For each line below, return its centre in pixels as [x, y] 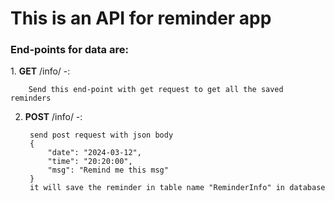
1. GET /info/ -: [40, 71]
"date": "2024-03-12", [94, 153]
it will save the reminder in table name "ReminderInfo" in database [177, 188]
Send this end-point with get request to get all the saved [156, 90]
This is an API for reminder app [141, 18]
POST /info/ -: [53, 117]
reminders [31, 98]
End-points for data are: [69, 50]
